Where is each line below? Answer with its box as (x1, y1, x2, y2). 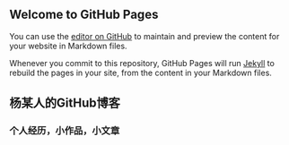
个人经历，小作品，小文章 (9, 124, 120, 137)
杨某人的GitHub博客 (9, 96, 121, 111)
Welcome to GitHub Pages (9, 7, 159, 22)
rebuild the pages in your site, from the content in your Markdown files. (9, 67, 272, 78)
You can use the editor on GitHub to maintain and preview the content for (9, 30, 280, 41)
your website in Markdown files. (9, 40, 127, 51)
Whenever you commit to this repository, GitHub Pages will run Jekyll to (9, 57, 276, 68)
